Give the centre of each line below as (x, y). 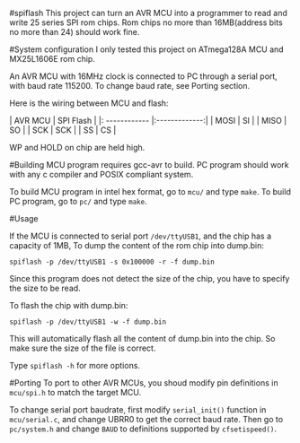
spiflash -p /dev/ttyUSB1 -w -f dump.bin (88, 322)
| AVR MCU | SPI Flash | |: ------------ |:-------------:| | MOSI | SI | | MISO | (148, 121)
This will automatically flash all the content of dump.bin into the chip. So (142, 339)
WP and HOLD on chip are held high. (77, 148)
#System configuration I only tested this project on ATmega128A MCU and (147, 49)
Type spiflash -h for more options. (75, 365)
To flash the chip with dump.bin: (69, 305)
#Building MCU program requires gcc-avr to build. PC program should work (149, 165)
